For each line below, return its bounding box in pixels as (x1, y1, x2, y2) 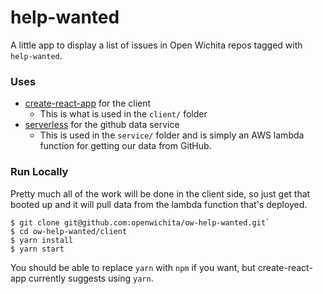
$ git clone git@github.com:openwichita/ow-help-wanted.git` (10, 217, 271, 228)
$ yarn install (10, 235, 74, 245)
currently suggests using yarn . (28, 272, 154, 284)
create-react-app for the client (24, 97, 152, 110)
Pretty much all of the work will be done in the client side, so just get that (10, 187, 311, 200)
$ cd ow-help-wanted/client (10, 226, 128, 236)
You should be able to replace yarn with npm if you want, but (10, 261, 256, 273)
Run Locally (10, 165, 69, 179)
